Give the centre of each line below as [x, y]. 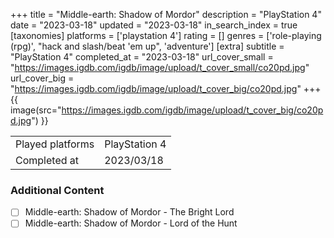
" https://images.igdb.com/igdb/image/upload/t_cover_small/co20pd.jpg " [160, 67]
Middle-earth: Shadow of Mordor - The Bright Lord [129, 212]
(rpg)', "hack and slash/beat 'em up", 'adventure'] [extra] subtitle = [147, 46]
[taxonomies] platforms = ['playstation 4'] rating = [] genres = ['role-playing [166, 35]
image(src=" [36, 110]
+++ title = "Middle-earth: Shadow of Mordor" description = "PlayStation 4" [166, 14]
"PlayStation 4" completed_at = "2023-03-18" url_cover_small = [142, 57]
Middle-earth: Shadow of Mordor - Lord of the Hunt [131, 223]
